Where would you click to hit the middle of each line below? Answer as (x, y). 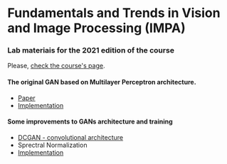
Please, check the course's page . (56, 66)
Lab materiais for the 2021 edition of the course (91, 50)
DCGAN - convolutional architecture (70, 137)
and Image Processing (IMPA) (97, 28)
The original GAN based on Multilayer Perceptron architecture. (102, 82)
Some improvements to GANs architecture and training (90, 121)
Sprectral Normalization (52, 145)
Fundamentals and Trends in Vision (114, 13)
